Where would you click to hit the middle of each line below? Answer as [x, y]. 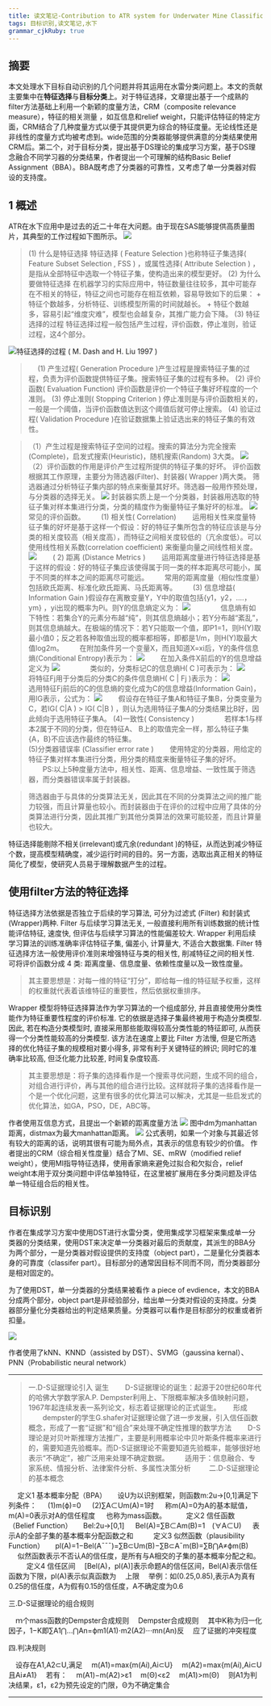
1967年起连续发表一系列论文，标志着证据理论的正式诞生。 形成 [138, 1407]
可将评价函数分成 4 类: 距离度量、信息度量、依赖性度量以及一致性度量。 [128, 963]
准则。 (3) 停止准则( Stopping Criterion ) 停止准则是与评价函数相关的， [145, 399]
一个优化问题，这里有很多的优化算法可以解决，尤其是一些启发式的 [152, 1096]
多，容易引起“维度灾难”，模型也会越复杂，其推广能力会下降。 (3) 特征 [144, 314]
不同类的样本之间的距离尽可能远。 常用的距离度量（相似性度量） [148, 577]
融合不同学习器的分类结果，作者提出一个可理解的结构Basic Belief [123, 157]
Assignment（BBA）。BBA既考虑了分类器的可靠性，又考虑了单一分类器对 [129, 167]
